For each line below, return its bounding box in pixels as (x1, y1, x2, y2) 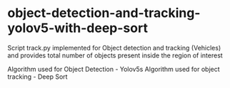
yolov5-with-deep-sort (7, 20, 149, 36)
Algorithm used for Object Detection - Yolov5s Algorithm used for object (7, 65, 220, 73)
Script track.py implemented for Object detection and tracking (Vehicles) (7, 43, 221, 52)
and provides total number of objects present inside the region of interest (7, 51, 223, 60)
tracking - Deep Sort (7, 72, 68, 81)
